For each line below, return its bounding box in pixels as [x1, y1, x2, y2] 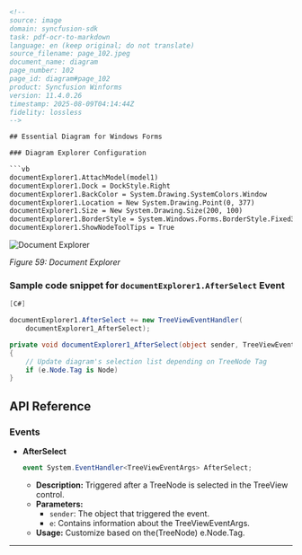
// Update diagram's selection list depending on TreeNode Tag [25, 357, 268, 366]
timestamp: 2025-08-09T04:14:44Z [9, 99, 135, 109]
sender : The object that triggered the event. [49, 507, 209, 519]
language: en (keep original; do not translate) [9, 40, 195, 50]
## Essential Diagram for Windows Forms [9, 132, 164, 142]
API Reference [9, 399, 92, 414]
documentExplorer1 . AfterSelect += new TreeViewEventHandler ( [9, 316, 244, 325]
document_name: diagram [9, 57, 99, 66]
